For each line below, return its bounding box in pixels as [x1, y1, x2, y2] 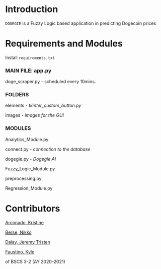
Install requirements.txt [5, 54, 55, 60]
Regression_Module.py [5, 185, 53, 191]
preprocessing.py [5, 175, 42, 181]
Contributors [5, 203, 60, 214]
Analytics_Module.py [5, 136, 49, 142]
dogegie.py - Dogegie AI [5, 156, 56, 162]
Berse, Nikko [5, 229, 32, 235]
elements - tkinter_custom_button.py [5, 102, 82, 109]
